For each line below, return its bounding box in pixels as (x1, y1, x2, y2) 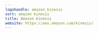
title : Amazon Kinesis (5, 16, 52, 21)
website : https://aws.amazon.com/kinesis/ (5, 20, 94, 26)
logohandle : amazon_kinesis (5, 7, 63, 12)
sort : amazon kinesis (5, 12, 50, 16)
